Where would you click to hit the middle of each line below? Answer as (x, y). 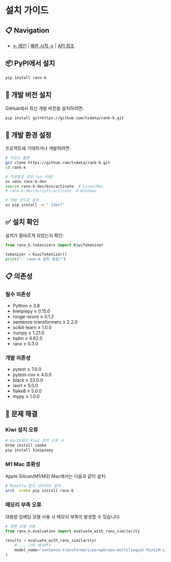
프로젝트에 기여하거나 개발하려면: (38, 148)
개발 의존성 (18, 358)
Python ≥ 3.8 (26, 306)
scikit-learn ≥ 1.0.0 (32, 327)
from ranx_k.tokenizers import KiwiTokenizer (54, 245)
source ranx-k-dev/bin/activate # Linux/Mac (54, 186)
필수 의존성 (18, 294)
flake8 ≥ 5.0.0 (27, 391)
